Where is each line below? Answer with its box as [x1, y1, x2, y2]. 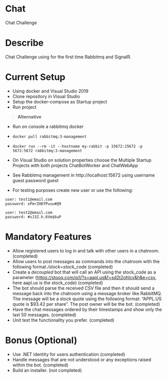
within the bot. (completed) [12, 362, 68, 368]
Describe [5, 37, 44, 49]
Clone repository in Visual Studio [12, 93, 80, 99]
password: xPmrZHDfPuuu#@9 [5, 201, 61, 206]
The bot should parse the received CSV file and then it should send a [12, 285, 155, 291]
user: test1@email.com [5, 197, 52, 202]
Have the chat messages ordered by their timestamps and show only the [12, 306, 162, 312]
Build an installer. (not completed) [12, 367, 82, 373]
